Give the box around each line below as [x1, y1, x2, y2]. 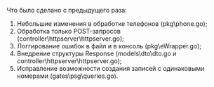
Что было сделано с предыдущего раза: [6, 6, 127, 14]
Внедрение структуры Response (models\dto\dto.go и [16, 49, 177, 58]
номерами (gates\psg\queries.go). [16, 72, 119, 80]
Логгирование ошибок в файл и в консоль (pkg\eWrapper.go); [16, 42, 201, 50]
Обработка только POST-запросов [16, 27, 121, 35]
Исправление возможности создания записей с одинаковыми [16, 65, 205, 72]
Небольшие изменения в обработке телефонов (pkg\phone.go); [16, 20, 208, 27]
